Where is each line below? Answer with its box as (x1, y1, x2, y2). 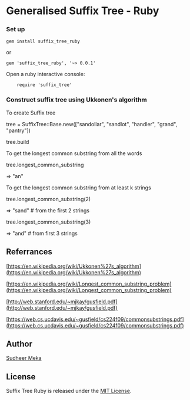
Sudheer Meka (6, 355, 42, 362)
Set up (6, 25, 25, 34)
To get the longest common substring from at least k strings (6, 184, 151, 191)
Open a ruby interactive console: (6, 71, 85, 78)
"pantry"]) (6, 127, 31, 134)
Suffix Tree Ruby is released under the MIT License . (6, 388, 132, 395)
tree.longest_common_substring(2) (6, 195, 91, 202)
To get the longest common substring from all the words (6, 149, 142, 157)
